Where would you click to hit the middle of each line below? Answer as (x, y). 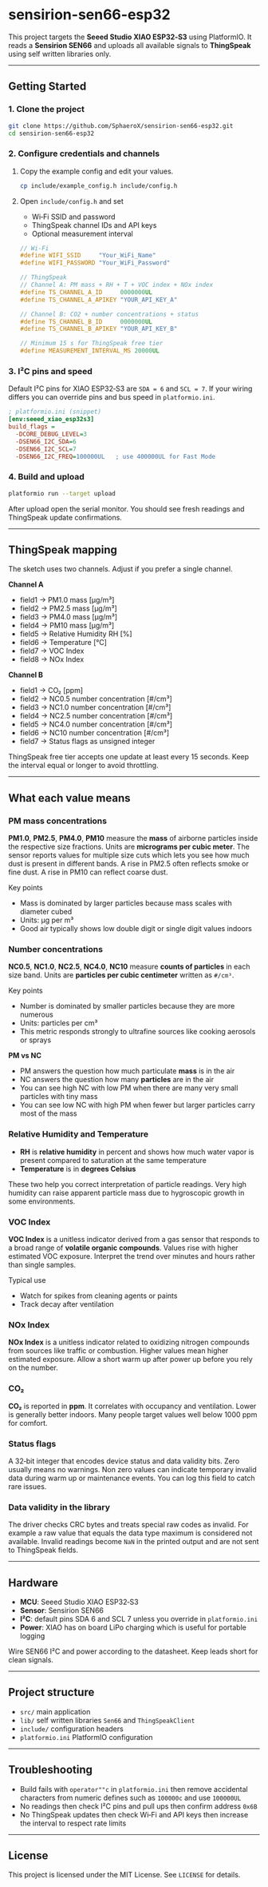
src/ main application (55, 1711)
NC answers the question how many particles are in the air (116, 1080)
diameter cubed (46, 912)
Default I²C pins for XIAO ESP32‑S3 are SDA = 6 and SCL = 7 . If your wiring (130, 388)
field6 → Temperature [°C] (63, 643)
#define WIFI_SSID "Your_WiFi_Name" (88, 256)
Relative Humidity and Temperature (79, 1134)
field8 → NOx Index (52, 659)
